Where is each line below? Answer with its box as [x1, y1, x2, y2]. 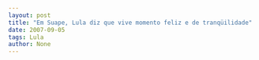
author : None [8, 41, 51, 48]
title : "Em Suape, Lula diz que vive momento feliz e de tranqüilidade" [8, 19, 253, 26]
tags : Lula [8, 33, 44, 41]
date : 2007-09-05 [8, 26, 66, 34]
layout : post [8, 11, 51, 19]
